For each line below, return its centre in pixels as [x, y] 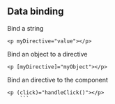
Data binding [36, 12]
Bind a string [25, 28]
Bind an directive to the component [58, 80]
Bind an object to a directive [47, 54]
